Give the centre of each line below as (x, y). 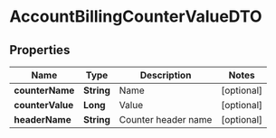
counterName (44, 90)
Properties (40, 50)
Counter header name (166, 120)
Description (166, 75)
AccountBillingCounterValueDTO (136, 17)
